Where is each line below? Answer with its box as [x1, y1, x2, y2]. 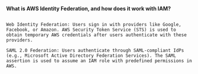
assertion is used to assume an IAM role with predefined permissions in [6, 58, 193, 64]
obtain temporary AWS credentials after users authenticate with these [6, 32, 187, 38]
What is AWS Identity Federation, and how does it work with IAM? [6, 5, 171, 12]
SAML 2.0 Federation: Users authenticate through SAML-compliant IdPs [6, 47, 184, 53]
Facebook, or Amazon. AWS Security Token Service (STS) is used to [6, 27, 177, 33]
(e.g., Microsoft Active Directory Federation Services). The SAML [6, 53, 177, 59]
